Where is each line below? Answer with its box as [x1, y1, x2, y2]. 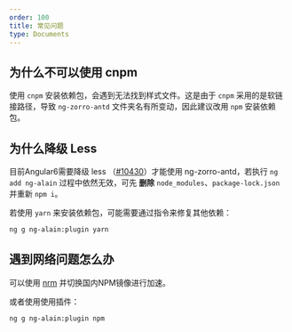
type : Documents [9, 29, 69, 38]
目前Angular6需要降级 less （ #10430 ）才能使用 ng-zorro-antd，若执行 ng [9, 166, 279, 176]
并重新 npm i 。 [9, 189, 63, 198]
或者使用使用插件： [9, 296, 80, 307]
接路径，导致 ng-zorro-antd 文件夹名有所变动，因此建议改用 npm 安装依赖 [9, 101, 277, 112]
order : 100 [9, 12, 50, 22]
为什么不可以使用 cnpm [9, 64, 138, 80]
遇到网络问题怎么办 [9, 252, 114, 267]
